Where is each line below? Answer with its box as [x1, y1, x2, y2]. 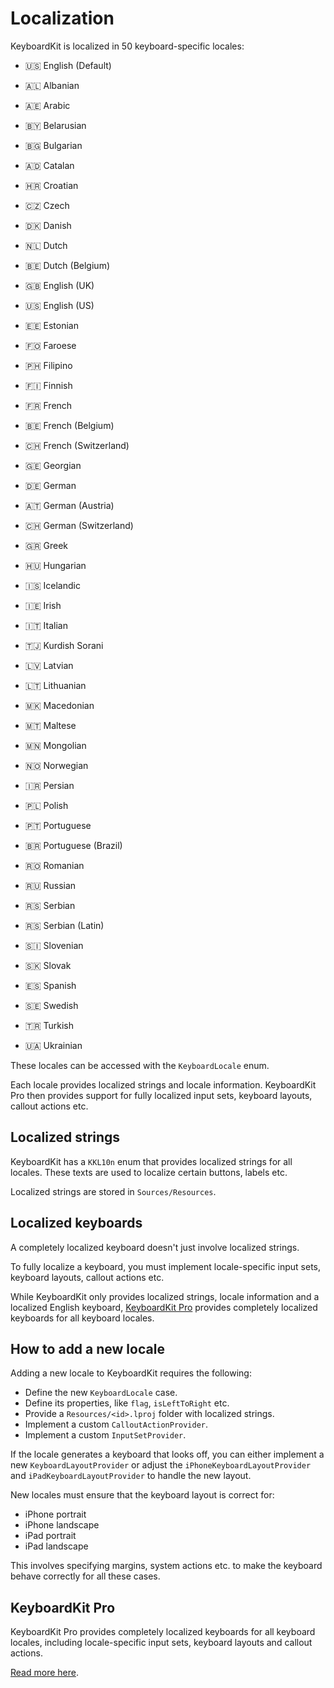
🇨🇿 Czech [24, 199, 70, 211]
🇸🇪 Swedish [24, 999, 79, 1011]
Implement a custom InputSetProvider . [24, 1429, 187, 1441]
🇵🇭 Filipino [24, 359, 73, 371]
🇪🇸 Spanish [24, 979, 77, 991]
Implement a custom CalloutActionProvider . [24, 1418, 209, 1431]
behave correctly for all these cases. [10, 1570, 161, 1582]
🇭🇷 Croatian [24, 179, 79, 191]
